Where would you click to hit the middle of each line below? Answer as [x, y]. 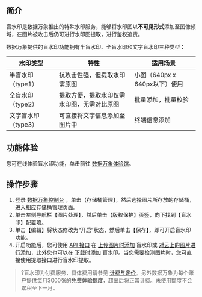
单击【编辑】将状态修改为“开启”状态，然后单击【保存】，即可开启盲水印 [103, 230]
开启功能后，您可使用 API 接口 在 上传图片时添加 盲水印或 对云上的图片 [103, 245]
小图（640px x [155, 75]
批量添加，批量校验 [161, 99]
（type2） [24, 104]
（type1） [24, 84]
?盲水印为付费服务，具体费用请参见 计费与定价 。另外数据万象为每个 [105, 273]
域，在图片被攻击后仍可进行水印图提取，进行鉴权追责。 [75, 34]
